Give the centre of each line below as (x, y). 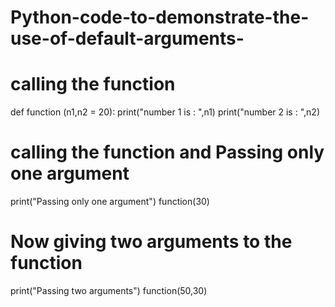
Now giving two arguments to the (151, 242)
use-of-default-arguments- (127, 38)
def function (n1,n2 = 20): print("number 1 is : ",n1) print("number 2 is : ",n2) (165, 112)
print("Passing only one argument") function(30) (110, 202)
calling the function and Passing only (167, 152)
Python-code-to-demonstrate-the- (160, 17)
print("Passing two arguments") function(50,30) (109, 290)
